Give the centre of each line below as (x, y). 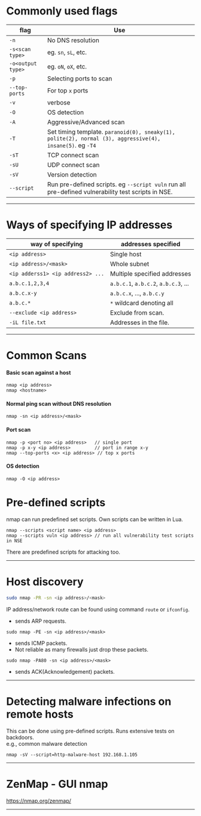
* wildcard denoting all (141, 303)
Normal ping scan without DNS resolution (59, 403)
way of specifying (57, 244)
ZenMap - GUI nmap (57, 784)
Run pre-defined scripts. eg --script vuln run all (116, 184)
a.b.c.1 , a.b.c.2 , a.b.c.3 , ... (150, 283)
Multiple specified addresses (150, 273)
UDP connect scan (73, 165)
